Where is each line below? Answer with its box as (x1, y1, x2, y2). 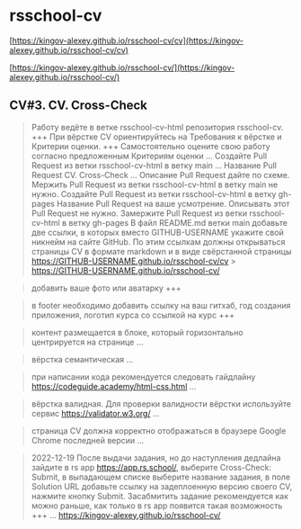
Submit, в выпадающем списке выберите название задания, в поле (31, 471, 290, 482)
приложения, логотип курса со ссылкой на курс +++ (31, 309, 235, 320)
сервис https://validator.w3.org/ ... (31, 408, 160, 418)
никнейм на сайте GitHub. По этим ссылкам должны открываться (31, 236, 286, 247)
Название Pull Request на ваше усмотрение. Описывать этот (57, 198, 290, 209)
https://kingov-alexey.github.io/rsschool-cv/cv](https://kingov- (12, 35, 244, 46)
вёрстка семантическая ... (31, 354, 134, 364)
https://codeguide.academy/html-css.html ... (31, 381, 197, 391)
